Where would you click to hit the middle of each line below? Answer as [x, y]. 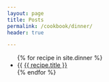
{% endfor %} [36, 72]
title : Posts [26, 20]
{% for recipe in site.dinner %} [60, 58]
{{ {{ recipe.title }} [42, 65]
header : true [26, 32]
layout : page [26, 13]
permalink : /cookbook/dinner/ [50, 26]
